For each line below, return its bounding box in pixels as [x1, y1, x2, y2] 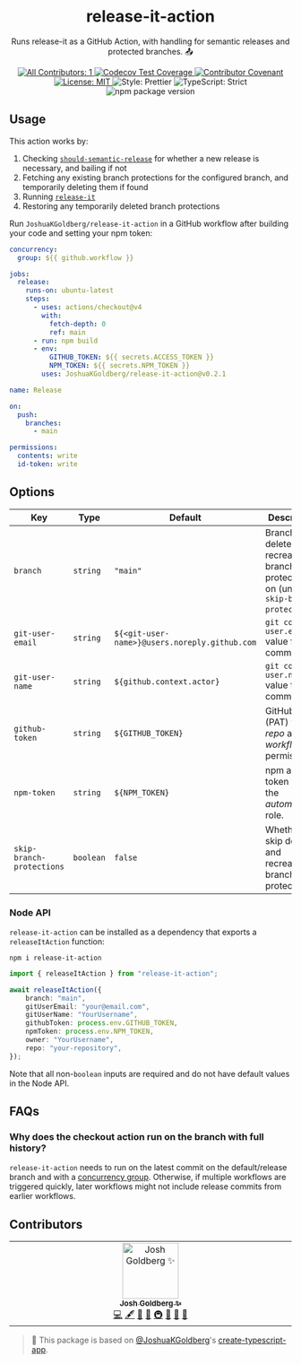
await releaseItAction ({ [9, 985, 102, 995]
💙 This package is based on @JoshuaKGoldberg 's [30, 1334, 217, 1346]
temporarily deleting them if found [21, 181, 149, 192]
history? [9, 1142, 47, 1154]
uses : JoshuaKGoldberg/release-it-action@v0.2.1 [41, 369, 227, 378]
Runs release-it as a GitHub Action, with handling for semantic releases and [11, 36, 290, 47]
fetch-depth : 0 [48, 319, 106, 328]
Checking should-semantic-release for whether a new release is [21, 152, 260, 163]
